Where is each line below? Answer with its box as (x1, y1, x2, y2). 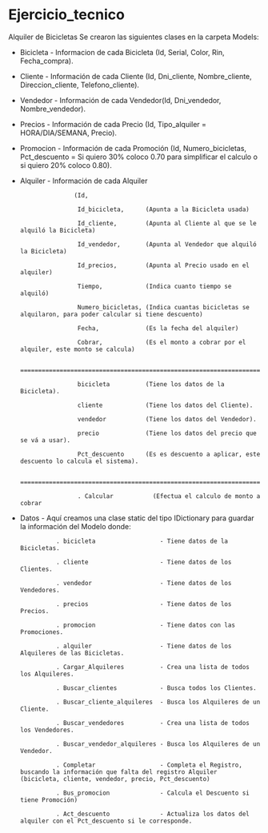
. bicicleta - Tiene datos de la (55, 537, 229, 545)
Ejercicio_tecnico (8, 6, 126, 24)
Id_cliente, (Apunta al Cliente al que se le (77, 219, 258, 227)
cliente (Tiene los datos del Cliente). (77, 401, 254, 409)
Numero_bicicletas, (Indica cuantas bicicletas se (77, 303, 250, 311)
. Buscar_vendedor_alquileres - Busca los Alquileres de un (55, 739, 261, 748)
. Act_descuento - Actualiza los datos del (55, 810, 250, 818)
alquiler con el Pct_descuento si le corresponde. (19, 817, 193, 825)
